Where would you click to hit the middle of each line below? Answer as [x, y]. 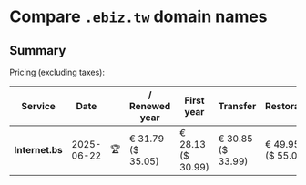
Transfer [237, 106]
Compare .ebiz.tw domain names [138, 17]
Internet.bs [39, 150]
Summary [38, 51]
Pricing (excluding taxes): [57, 72]
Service [39, 106]
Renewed [150, 106]
